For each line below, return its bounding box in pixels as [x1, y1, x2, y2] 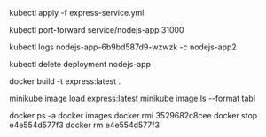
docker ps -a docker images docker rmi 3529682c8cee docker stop [9, 110, 258, 120]
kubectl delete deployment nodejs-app [9, 59, 151, 69]
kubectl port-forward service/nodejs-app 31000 [9, 25, 184, 34]
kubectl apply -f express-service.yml [9, 8, 145, 18]
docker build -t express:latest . [9, 76, 121, 87]
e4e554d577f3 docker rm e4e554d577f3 [9, 119, 160, 130]
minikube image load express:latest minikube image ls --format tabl [9, 93, 255, 103]
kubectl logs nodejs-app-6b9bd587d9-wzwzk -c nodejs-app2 [9, 42, 237, 52]
